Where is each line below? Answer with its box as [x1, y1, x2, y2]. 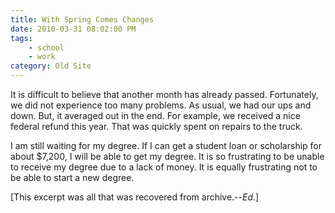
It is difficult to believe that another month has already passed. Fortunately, [10, 89, 319, 100]
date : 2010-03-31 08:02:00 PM [10, 24, 137, 34]
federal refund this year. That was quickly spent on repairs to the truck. [10, 121, 303, 132]
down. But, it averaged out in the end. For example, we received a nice [10, 110, 301, 121]
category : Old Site [10, 61, 92, 71]
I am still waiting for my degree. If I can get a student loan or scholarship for [10, 140, 323, 151]
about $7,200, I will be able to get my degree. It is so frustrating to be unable [10, 151, 325, 162]
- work [28, 52, 56, 62]
